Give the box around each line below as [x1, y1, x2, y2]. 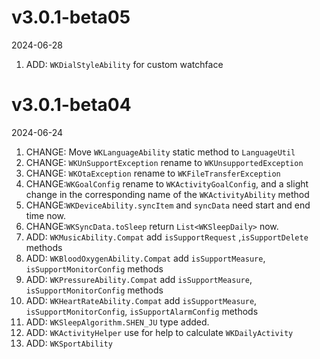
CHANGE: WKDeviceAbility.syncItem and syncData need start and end [25, 199, 311, 211]
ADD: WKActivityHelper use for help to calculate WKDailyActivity [25, 326, 294, 338]
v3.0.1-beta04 [11, 94, 132, 116]
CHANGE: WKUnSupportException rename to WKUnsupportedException [25, 156, 304, 168]
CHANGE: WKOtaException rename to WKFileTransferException [25, 167, 281, 179]
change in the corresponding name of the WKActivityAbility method [25, 188, 310, 200]
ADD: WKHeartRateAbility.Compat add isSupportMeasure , [25, 294, 258, 306]
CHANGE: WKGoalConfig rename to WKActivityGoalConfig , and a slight [25, 177, 309, 190]
